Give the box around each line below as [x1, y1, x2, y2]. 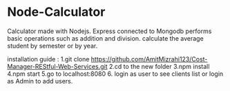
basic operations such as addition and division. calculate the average [7, 34, 204, 42]
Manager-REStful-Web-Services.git [7, 62, 108, 70]
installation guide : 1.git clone [7, 54, 90, 63]
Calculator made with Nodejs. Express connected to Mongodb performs [7, 27, 212, 35]
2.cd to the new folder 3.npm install [109, 62, 210, 70]
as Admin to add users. [7, 77, 73, 85]
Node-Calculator [7, 4, 106, 20]
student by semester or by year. [7, 41, 98, 50]
